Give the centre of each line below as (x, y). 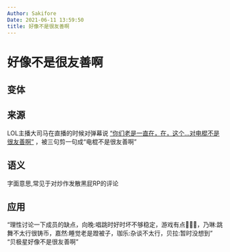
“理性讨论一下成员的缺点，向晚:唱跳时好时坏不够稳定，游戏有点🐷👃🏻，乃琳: (112, 225)
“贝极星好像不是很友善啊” (43, 242)
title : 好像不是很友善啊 (38, 26)
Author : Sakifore (32, 13)
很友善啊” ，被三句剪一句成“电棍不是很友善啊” (72, 141)
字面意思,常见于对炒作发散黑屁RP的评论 (63, 183)
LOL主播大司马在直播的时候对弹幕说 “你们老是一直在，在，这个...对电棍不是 (114, 133)
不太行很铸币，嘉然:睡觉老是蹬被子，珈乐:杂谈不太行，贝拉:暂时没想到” (113, 233)
